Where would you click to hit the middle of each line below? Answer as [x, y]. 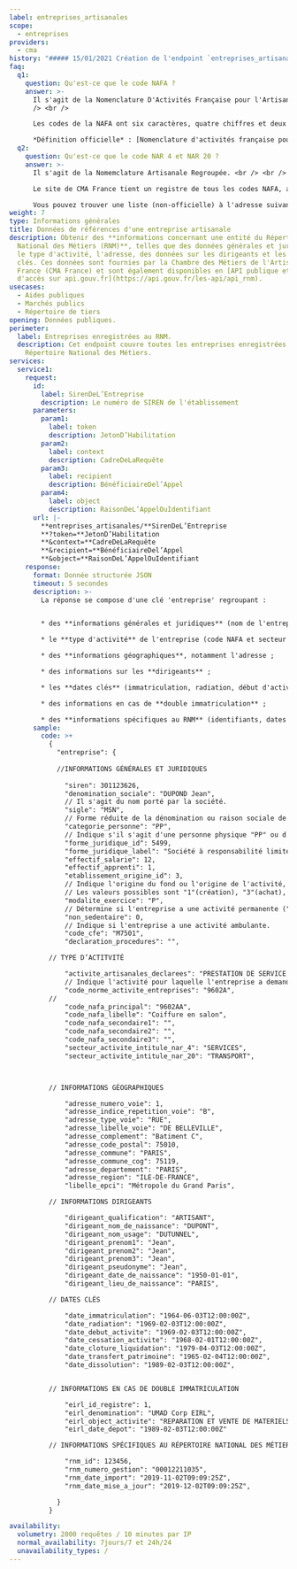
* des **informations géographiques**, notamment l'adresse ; [158, 656]
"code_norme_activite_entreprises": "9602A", [150, 990]
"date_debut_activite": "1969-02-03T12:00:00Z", [156, 1332]
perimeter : [29, 328]
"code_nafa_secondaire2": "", [120, 1032]
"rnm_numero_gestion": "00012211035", [136, 1470]
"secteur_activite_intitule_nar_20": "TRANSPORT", [160, 1056]
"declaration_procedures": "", [122, 942]
